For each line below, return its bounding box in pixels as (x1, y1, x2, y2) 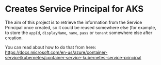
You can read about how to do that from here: (5, 44, 96, 50)
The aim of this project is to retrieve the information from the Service (5, 19, 142, 25)
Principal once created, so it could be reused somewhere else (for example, (5, 24, 157, 30)
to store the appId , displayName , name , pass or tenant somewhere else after (5, 30, 153, 35)
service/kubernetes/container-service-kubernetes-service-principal (5, 54, 142, 60)
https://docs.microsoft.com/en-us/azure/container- (5, 49, 108, 55)
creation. (5, 35, 23, 41)
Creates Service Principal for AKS (5, 3, 144, 15)
